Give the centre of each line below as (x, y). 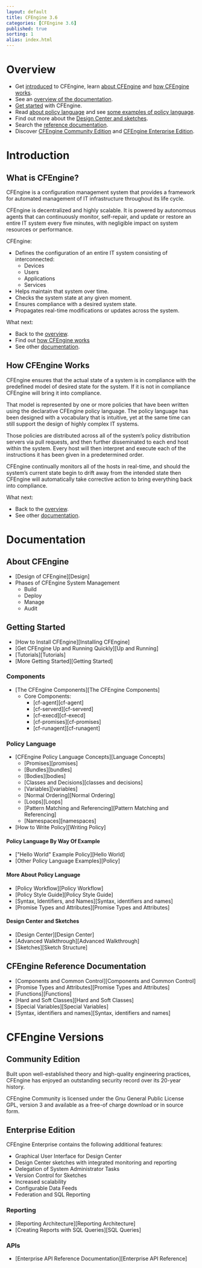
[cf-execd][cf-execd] (59, 715)
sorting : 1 (20, 34)
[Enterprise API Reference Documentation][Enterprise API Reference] (101, 1258)
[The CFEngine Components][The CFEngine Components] (87, 689)
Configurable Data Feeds (46, 1188)
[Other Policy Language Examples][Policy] (68, 861)
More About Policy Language (43, 874)
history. (16, 1087)
